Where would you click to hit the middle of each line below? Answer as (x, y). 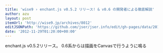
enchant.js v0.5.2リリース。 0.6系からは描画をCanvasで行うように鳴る (76, 46)
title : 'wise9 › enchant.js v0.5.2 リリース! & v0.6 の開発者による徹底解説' (80, 9)
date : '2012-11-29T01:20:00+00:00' (41, 32)
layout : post (18, 18)
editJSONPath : (19, 27)
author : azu (17, 14)
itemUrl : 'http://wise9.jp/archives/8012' (49, 23)
